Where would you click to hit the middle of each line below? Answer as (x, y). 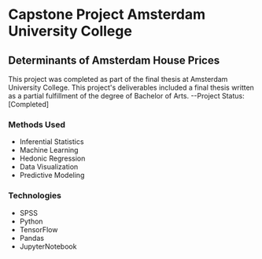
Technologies (35, 196)
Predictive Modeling (52, 176)
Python (31, 221)
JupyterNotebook (48, 246)
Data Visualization (49, 167)
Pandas (32, 238)
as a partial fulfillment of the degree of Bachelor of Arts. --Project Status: (127, 96)
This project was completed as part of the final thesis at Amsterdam (118, 79)
